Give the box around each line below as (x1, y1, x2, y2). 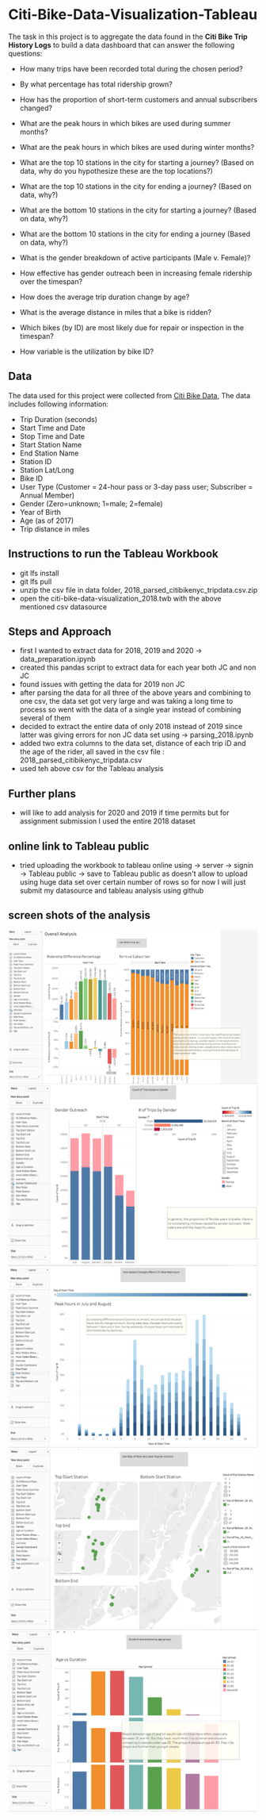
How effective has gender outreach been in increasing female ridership (19, 268, 253, 278)
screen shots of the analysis (8, 908, 150, 922)
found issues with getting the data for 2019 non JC (19, 680, 185, 689)
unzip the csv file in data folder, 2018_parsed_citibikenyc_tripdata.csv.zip (19, 585, 258, 594)
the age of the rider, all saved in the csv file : (19, 747, 165, 757)
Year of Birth (19, 507, 62, 516)
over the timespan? (19, 276, 83, 286)
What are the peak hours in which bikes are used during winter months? (19, 142, 255, 152)
